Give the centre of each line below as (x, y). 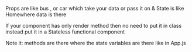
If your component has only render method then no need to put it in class (94, 26)
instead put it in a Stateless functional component (65, 32)
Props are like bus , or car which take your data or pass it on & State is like (95, 8)
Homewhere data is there (36, 14)
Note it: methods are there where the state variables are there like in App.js (96, 43)
